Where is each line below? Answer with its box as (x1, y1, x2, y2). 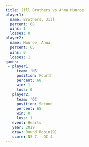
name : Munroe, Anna (10, 40, 51, 45)
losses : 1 (10, 54, 30, 60)
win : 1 (16, 82, 30, 87)
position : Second (16, 102, 53, 107)
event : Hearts (12, 120, 42, 125)
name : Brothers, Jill (10, 17, 55, 22)
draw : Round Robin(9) (12, 129, 57, 134)
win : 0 (16, 111, 30, 116)
